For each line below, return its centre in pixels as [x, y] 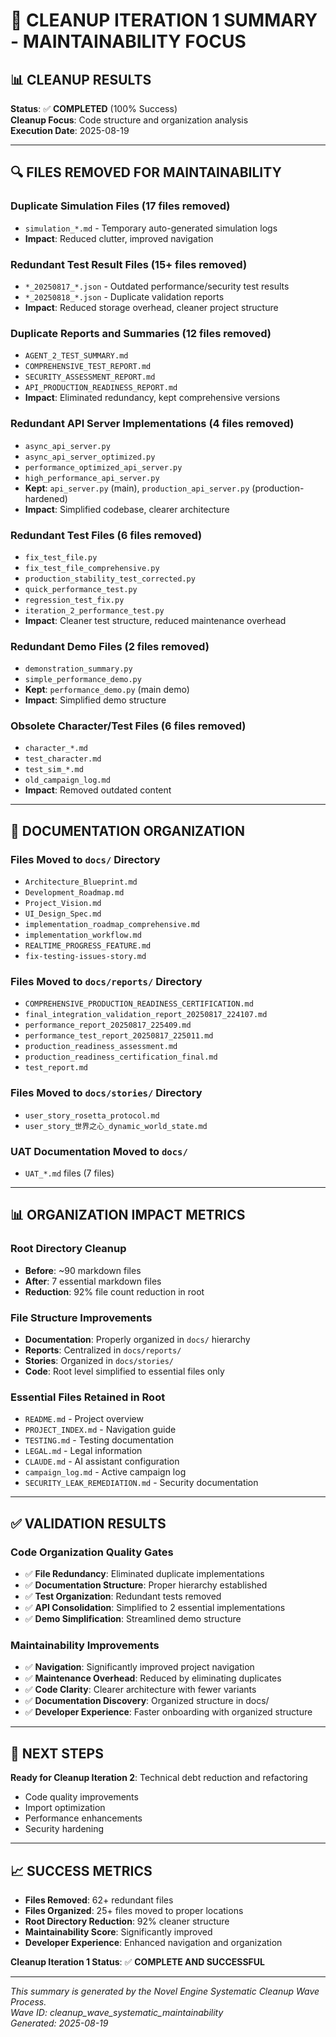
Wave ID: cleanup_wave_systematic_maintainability [117, 2012]
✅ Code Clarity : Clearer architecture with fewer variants [140, 1690]
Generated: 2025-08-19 [59, 2023]
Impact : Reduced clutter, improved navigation [119, 238]
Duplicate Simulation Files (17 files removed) [120, 206]
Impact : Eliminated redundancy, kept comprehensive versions [152, 398]
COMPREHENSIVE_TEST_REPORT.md [88, 367]
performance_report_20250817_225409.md [108, 1025]
